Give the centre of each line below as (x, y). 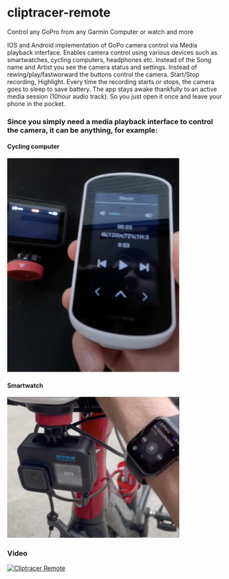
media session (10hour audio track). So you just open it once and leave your (115, 96)
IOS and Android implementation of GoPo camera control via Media (102, 45)
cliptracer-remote (59, 13)
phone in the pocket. (36, 103)
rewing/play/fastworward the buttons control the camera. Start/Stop (103, 74)
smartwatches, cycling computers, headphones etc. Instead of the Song (109, 59)
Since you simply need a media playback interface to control (110, 121)
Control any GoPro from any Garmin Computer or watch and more (100, 32)
